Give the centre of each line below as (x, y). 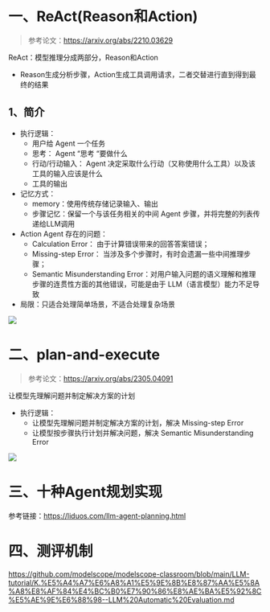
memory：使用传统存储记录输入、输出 (95, 203)
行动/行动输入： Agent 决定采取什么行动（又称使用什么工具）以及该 (143, 163)
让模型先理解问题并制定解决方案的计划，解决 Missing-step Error (138, 422)
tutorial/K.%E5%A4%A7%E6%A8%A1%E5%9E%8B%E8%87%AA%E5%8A (134, 582)
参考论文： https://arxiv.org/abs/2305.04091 (100, 378)
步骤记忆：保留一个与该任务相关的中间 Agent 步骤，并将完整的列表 (142, 213)
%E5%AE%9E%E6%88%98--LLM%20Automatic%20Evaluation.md (121, 599)
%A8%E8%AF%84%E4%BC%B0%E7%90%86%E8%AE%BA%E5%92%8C (135, 591)
